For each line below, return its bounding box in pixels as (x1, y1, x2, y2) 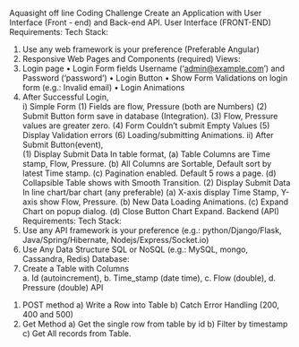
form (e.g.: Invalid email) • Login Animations (21, 82, 185, 92)
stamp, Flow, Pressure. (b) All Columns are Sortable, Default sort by (21, 159, 272, 169)
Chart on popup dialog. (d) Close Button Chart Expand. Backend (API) (21, 206, 280, 216)
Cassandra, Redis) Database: (21, 254, 130, 264)
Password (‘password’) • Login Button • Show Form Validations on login (21, 73, 288, 83)
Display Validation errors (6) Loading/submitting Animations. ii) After (21, 130, 275, 140)
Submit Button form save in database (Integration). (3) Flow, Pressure (21, 111, 278, 121)
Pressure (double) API (21, 282, 104, 292)
